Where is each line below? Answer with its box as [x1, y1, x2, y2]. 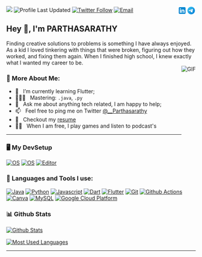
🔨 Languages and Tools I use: [6, 175, 93, 183]
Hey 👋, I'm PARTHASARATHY [6, 24, 118, 34]
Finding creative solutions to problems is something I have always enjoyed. [6, 40, 192, 47]
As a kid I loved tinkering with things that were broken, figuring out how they [6, 46, 195, 54]
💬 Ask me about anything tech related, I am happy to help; [14, 101, 162, 108]
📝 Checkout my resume [14, 116, 76, 123]
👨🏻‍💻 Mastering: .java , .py [14, 94, 83, 102]
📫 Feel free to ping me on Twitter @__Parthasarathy [14, 107, 147, 114]
